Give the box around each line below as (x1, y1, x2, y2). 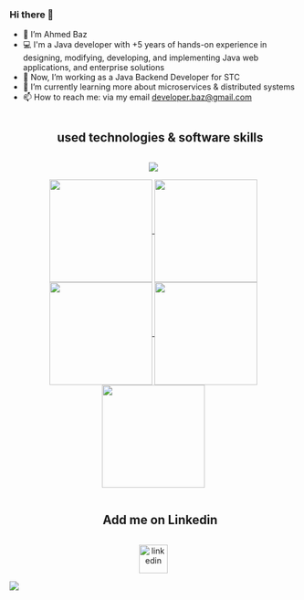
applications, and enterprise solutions (22, 62, 165, 73)
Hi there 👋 (9, 8, 55, 21)
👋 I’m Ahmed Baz (22, 29, 88, 40)
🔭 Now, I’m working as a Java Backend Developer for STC (22, 72, 240, 83)
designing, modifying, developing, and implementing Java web (22, 52, 259, 63)
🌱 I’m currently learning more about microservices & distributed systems (22, 81, 295, 92)
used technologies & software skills (57, 130, 264, 145)
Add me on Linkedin (102, 511, 218, 528)
